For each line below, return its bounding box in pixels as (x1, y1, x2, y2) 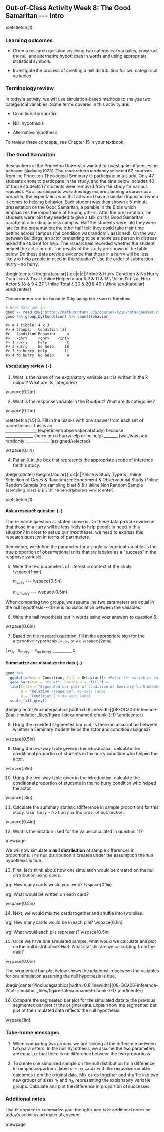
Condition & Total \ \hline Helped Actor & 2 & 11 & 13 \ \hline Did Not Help (5, 276, 150, 281)
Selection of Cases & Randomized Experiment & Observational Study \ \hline (5, 476, 159, 483)
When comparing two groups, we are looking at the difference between (12, 1040, 156, 1046)
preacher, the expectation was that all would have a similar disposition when (5, 193, 159, 199)
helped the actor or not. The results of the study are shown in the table (5, 245, 147, 251)
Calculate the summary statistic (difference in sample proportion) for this (12, 804, 159, 810)
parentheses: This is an (5, 422, 53, 428)
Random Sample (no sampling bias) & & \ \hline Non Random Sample (5, 482, 143, 488)
